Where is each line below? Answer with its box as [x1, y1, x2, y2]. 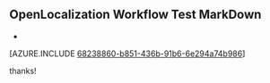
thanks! [9, 65, 38, 76]
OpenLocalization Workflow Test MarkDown [9, 7, 262, 22]
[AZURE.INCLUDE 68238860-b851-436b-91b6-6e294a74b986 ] [9, 48, 246, 59]
